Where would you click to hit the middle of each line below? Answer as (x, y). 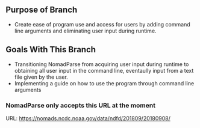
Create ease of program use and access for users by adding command (102, 24)
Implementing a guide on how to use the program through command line (104, 83)
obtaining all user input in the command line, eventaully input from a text (104, 70)
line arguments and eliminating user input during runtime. (86, 31)
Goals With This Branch (51, 50)
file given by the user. (41, 77)
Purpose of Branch (42, 10)
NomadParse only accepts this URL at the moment (81, 105)
